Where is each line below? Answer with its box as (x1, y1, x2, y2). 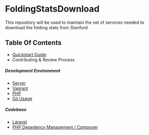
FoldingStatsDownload (5, 3, 100, 15)
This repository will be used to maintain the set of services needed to (5, 19, 145, 25)
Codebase (5, 107, 27, 113)
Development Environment (5, 68, 61, 74)
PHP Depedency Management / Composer (12, 124, 98, 130)
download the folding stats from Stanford (5, 24, 88, 30)
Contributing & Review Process (12, 57, 75, 63)
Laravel (12, 119, 27, 125)
